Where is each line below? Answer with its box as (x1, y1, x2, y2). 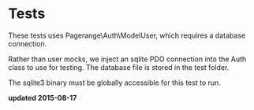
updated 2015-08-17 (8, 93, 77, 102)
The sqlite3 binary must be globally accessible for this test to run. (8, 78, 221, 87)
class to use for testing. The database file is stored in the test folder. (8, 62, 230, 71)
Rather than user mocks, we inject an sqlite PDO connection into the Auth (8, 54, 247, 64)
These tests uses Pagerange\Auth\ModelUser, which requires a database (8, 31, 246, 40)
